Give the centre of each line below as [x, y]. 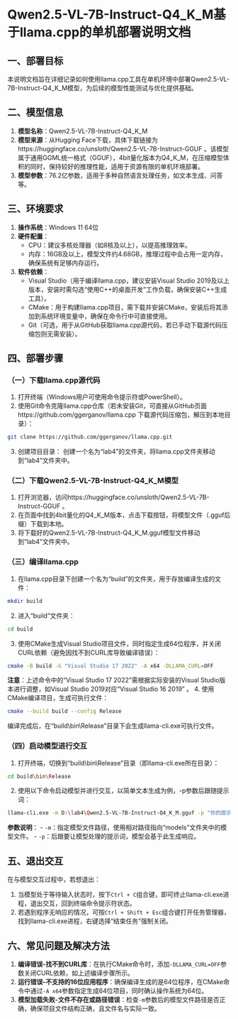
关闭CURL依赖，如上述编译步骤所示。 [79, 973]
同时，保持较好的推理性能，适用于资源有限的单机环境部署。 [117, 166]
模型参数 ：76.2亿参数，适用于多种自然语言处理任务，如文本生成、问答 [120, 175]
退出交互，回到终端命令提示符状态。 [83, 903]
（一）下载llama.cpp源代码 [54, 380]
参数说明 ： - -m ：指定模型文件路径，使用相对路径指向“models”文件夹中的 [114, 827]
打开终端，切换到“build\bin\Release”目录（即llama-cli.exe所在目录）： [118, 763]
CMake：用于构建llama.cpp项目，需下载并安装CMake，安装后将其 [125, 307]
